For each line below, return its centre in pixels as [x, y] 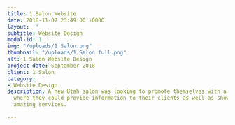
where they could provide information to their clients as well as [114, 98]
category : [22, 79]
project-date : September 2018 [51, 66]
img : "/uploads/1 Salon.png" [50, 46]
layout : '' [23, 27]
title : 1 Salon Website [42, 14]
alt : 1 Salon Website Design [50, 59]
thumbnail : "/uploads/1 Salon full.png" [67, 53]
